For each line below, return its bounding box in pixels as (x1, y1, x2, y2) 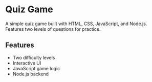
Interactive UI (12, 60, 41, 66)
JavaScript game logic (12, 65, 60, 71)
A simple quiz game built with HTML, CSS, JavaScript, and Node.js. (5, 20, 147, 27)
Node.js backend (12, 71, 49, 77)
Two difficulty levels (12, 54, 55, 60)
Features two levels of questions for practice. (5, 26, 101, 32)
